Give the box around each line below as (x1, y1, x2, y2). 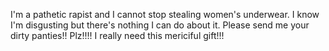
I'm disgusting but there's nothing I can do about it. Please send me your (10, 19, 310, 31)
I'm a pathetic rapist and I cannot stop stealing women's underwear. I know (10, 9, 320, 20)
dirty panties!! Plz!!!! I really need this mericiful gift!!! (10, 30, 225, 41)
